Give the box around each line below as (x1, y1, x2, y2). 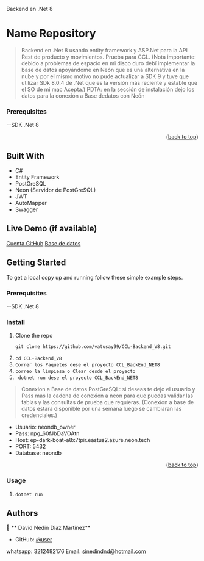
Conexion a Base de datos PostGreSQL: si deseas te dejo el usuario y (21, 386, 195, 393)
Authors (6, 508, 38, 518)
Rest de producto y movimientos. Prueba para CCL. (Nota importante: (21, 53, 196, 60)
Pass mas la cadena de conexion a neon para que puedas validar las (21, 392, 194, 399)
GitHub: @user (15, 536, 53, 543)
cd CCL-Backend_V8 (15, 355, 62, 362)
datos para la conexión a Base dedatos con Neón (21, 92, 145, 100)
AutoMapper (15, 200, 47, 207)
